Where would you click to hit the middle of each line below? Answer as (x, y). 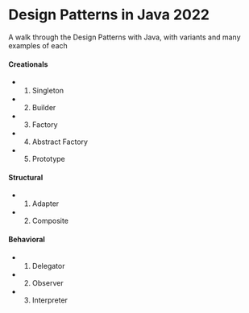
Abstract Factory (60, 142)
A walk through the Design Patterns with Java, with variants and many (124, 37)
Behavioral (27, 239)
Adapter (46, 204)
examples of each (38, 45)
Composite (50, 221)
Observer (48, 282)
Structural (26, 177)
